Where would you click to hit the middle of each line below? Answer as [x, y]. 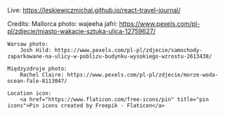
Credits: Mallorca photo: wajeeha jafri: [63, 24]
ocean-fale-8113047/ [38, 81]
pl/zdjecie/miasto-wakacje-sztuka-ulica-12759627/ [82, 31]
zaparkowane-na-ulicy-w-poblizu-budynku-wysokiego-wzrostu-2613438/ [110, 56]
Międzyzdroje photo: [38, 69]
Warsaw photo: [28, 44]
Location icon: [30, 94]
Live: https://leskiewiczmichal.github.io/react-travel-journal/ [94, 10]
